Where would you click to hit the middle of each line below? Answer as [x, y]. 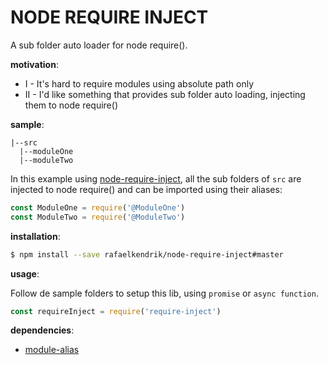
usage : [25, 273]
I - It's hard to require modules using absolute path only [139, 83]
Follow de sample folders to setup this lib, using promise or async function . [164, 293]
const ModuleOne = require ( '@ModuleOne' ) [98, 207]
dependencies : [42, 330]
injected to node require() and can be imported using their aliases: [146, 189]
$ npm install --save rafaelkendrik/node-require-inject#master [147, 254]
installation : [35, 236]
